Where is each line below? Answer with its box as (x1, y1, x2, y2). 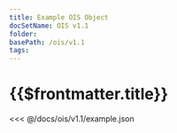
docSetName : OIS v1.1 (9, 21, 89, 30)
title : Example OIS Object (9, 12, 109, 22)
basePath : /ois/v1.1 (9, 37, 86, 47)
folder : (9, 29, 38, 38)
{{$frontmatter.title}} (9, 84, 169, 105)
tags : (9, 46, 29, 55)
